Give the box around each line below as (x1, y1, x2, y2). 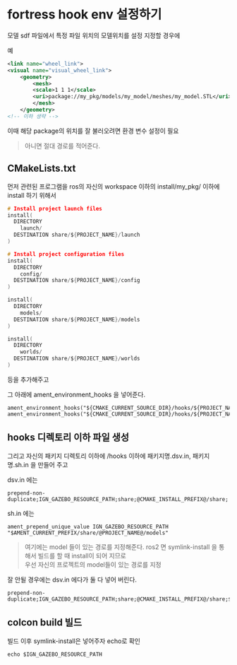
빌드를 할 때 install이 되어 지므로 (37, 551, 127, 560)
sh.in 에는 (7, 509, 35, 517)
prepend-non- (7, 489, 46, 497)
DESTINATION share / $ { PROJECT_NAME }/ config (13, 277, 140, 284)
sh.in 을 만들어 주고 (14, 460, 68, 469)
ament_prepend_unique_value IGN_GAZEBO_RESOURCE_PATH (7, 523, 169, 530)
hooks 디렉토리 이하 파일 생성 (7, 432, 129, 444)
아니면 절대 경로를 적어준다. (24, 141, 101, 150)
